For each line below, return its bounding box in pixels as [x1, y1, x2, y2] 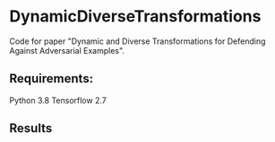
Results [9, 121, 53, 136]
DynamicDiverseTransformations [9, 6, 262, 27]
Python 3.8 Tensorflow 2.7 [9, 95, 107, 105]
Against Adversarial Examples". [9, 45, 125, 55]
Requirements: [9, 71, 94, 87]
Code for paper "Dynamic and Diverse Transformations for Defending [9, 36, 266, 46]
